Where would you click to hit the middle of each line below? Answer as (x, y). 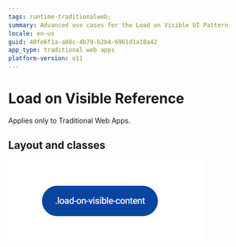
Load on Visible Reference (96, 99)
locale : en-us (32, 33)
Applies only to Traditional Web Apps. (69, 120)
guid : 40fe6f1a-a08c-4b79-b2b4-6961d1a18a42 (83, 42)
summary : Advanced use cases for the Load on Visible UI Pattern (118, 25)
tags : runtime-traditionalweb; (60, 17)
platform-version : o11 (46, 59)
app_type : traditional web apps (61, 50)
